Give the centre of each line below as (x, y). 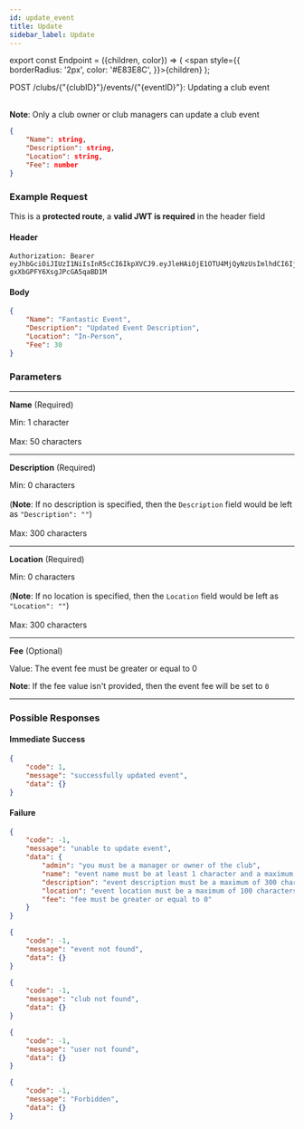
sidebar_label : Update (52, 34)
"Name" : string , (57, 140)
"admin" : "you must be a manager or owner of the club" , (151, 866)
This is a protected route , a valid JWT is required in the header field (137, 216)
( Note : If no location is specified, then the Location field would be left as (144, 596)
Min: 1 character (39, 422)
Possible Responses (55, 718)
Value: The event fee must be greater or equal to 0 (103, 668)
